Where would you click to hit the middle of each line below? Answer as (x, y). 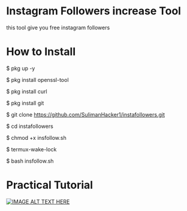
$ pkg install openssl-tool (37, 79)
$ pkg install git (25, 103)
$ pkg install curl (27, 91)
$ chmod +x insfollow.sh (37, 137)
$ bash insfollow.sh (30, 161)
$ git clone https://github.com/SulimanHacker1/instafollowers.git (86, 114)
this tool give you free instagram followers (58, 27)
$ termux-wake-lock (31, 149)
